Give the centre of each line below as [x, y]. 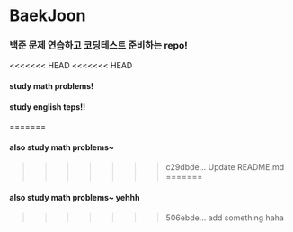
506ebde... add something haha [225, 218]
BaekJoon [48, 16]
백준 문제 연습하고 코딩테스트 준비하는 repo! [99, 46]
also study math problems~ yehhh [75, 198]
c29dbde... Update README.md [225, 167]
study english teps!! [48, 107]
